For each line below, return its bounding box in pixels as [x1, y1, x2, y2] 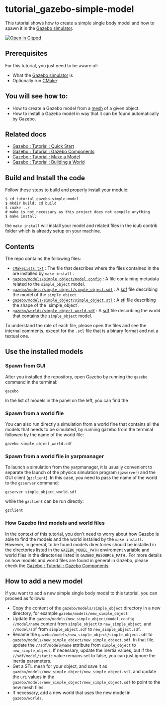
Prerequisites [5, 49, 48, 58]
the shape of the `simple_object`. [12, 302, 80, 308]
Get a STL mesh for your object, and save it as [12, 663, 108, 669]
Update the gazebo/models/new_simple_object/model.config [12, 616, 135, 622]
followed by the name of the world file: [5, 432, 84, 438]
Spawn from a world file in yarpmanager [5, 453, 104, 460]
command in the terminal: [5, 379, 58, 385]
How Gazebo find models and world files [5, 519, 105, 526]
